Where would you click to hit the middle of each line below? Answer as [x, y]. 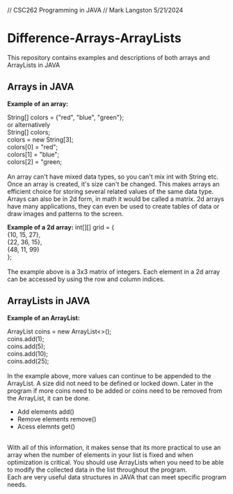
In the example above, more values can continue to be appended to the [109, 375]
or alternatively [29, 124]
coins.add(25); [28, 361]
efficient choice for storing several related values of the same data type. [111, 191]
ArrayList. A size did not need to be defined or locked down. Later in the [110, 383]
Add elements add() [46, 412]
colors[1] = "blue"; [33, 154]
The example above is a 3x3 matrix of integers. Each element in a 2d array [114, 271]
